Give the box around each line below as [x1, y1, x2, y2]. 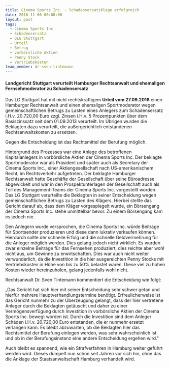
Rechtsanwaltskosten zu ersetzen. [5, 129, 77, 135]
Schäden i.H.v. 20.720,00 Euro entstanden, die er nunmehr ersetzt [5, 319, 144, 325]
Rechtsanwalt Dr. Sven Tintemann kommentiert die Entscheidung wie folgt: [5, 277, 161, 283]
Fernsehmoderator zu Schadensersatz [5, 85, 89, 92]
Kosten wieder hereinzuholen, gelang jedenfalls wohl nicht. [5, 267, 129, 273]
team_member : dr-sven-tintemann [5, 64, 74, 69]
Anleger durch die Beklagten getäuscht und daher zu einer [5, 303, 128, 309]
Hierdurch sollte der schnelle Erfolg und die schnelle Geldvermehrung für [5, 235, 159, 241]
